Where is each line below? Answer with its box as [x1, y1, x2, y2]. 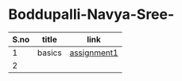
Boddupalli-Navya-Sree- [8, 6, 175, 24]
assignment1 [69, 47, 118, 58]
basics [37, 47, 62, 58]
